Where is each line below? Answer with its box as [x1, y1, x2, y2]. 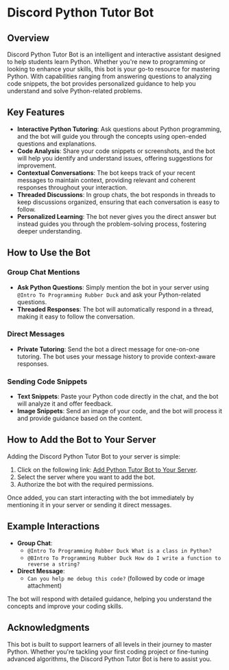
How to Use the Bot [7, 247, 91, 259]
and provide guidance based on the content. [16, 414, 143, 423]
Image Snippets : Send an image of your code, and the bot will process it [16, 407, 223, 415]
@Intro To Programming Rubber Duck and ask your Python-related [16, 290, 201, 299]
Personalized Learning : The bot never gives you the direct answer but [16, 212, 217, 220]
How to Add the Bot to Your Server [7, 434, 156, 446]
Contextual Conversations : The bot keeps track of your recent [16, 168, 195, 176]
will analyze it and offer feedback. [16, 400, 113, 408]
